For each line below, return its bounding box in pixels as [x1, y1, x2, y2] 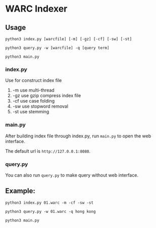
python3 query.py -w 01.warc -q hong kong [5, 209, 96, 214]
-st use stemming [12, 109, 49, 115]
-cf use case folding [12, 98, 55, 104]
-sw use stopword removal [12, 103, 69, 109]
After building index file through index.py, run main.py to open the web [5, 132, 151, 139]
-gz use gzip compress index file [12, 93, 81, 99]
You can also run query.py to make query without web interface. [5, 172, 139, 178]
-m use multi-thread [12, 87, 55, 94]
